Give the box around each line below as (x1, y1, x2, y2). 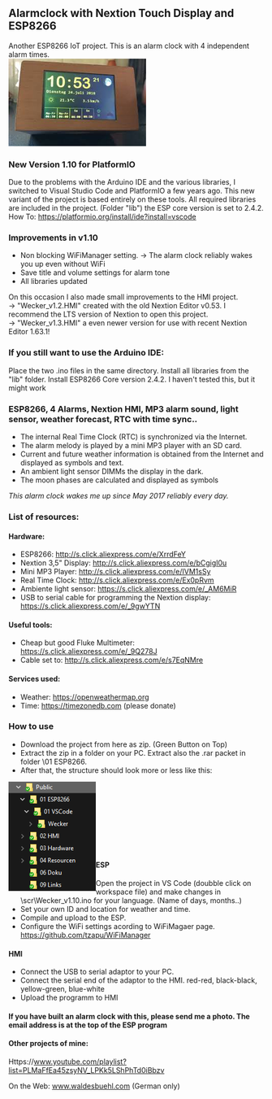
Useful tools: (8, 620, 53, 630)
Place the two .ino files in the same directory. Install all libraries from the (8, 365, 249, 375)
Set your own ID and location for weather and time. (19, 905, 191, 914)
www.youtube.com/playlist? (33, 1057, 127, 1066)
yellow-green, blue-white (19, 984, 106, 994)
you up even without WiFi (19, 259, 106, 269)
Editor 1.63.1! (8, 327, 50, 337)
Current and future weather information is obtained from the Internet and (19, 449, 264, 459)
